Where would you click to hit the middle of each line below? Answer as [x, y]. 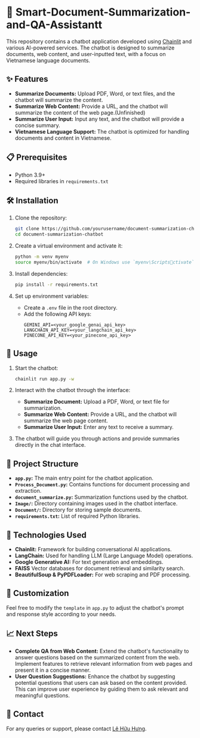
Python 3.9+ [30, 175]
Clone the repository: [41, 218]
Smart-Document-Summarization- [103, 12]
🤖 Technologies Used [46, 535]
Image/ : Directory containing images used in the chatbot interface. [96, 504]
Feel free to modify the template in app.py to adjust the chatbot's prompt [95, 607]
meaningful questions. [42, 695]
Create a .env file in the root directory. [70, 307]
